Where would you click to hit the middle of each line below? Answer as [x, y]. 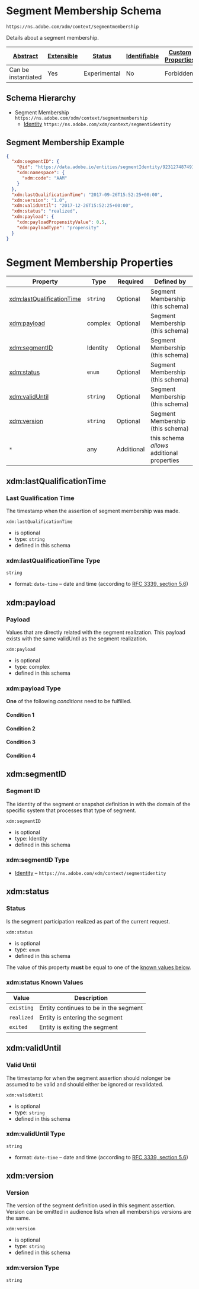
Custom [180, 52]
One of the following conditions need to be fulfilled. [69, 701]
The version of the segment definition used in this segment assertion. [91, 1205]
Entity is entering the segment [81, 1017]
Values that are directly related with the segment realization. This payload [96, 633]
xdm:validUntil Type [36, 1134]
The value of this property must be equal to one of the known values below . [99, 967]
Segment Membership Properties [90, 262]
